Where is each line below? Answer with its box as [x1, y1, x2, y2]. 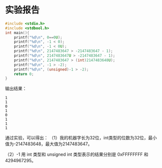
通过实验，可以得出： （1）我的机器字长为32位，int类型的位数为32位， [5, 135, 149, 141]
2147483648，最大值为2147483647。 [15, 141, 92, 147]
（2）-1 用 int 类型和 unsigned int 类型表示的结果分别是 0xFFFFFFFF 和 [5, 151, 149, 158]
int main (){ [5, 30, 29, 35]
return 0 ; [14, 71, 34, 76]
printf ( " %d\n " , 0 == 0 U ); [14, 35, 63, 40]
